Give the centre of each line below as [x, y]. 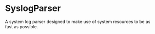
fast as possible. [21, 26]
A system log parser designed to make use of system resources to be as [78, 22]
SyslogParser [33, 8]
